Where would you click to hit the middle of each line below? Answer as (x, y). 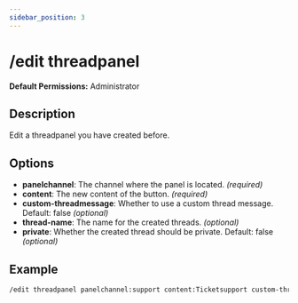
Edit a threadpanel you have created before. (90, 135)
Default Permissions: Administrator (74, 86)
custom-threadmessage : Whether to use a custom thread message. (148, 203)
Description (42, 113)
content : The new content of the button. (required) (115, 194)
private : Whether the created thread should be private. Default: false (147, 232)
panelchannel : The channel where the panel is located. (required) (142, 185)
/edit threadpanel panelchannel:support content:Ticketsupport (129, 290)
